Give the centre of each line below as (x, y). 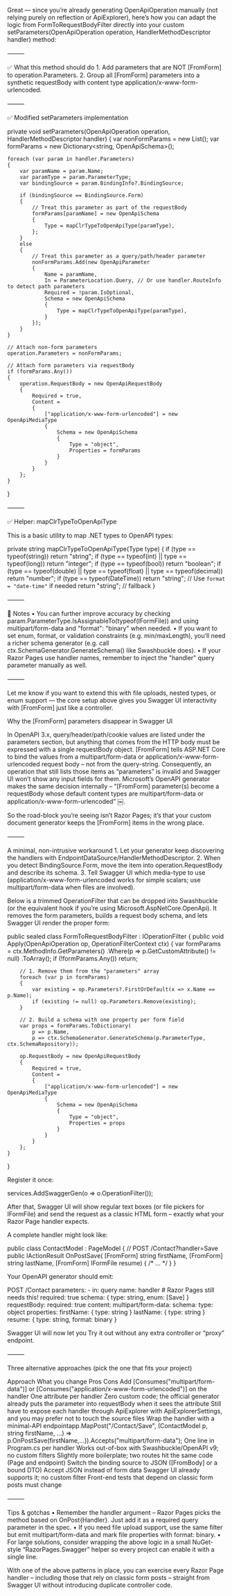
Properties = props (97, 1123)
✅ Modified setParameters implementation (68, 118)
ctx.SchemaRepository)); (43, 1044)
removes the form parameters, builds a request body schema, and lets (107, 915)
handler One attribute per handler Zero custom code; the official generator (113, 1396)
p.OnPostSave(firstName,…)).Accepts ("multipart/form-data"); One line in (111, 1440)
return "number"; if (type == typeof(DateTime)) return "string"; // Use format (116, 578)
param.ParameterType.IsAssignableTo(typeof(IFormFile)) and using (103, 621)
